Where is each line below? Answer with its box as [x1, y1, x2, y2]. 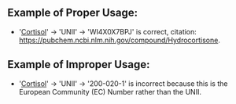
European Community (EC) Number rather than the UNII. [18, 87, 202, 96]
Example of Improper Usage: [7, 58, 150, 71]
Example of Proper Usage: [7, 6, 138, 20]
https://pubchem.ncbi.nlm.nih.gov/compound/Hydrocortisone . [18, 35, 221, 45]
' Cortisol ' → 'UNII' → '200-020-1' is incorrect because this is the [18, 78, 228, 88]
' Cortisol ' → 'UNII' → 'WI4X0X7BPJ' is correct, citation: [18, 27, 197, 36]
